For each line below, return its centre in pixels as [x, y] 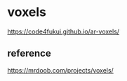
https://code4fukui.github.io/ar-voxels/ [63, 31]
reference [29, 53]
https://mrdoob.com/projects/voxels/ [60, 70]
